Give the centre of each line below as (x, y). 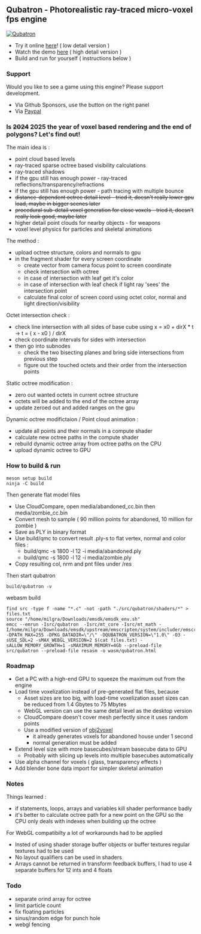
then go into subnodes (42, 346)
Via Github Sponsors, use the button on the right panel (82, 105)
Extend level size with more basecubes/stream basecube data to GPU (101, 749)
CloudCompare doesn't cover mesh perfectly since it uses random (106, 717)
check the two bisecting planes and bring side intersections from (104, 353)
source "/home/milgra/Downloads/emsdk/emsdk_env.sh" (73, 619)
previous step (41, 359)
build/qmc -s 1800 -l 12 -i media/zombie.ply (77, 557)
